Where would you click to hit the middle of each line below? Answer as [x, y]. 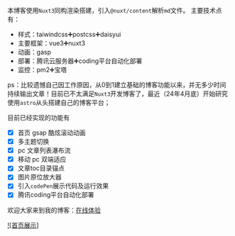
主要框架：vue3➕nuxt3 [51, 43]
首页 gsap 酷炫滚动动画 [52, 133]
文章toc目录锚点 [41, 168]
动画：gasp [34, 52]
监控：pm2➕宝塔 [42, 70]
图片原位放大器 [39, 177]
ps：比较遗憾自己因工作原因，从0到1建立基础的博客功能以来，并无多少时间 [117, 85]
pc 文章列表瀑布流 [44, 150]
